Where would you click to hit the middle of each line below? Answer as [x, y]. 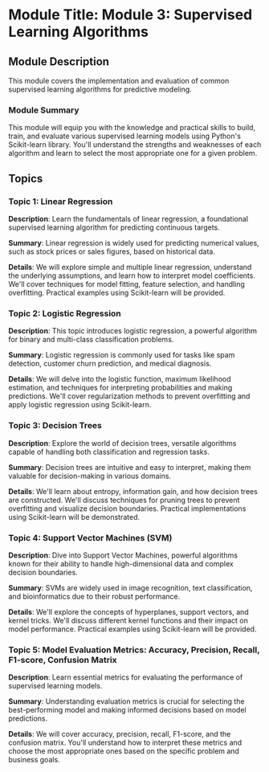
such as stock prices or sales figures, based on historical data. [112, 251]
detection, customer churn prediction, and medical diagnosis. [110, 364]
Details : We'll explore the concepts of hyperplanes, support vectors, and [128, 611]
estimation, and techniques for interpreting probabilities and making [120, 388]
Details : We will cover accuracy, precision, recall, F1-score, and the [120, 734]
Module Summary [44, 110]
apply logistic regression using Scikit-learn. [80, 405]
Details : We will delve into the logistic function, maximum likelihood [120, 379]
